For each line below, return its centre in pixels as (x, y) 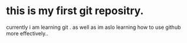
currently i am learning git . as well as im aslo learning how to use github (93, 27)
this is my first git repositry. (75, 11)
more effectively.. (27, 33)
